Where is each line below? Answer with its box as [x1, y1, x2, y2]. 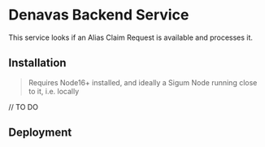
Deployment [8, 126, 72, 140]
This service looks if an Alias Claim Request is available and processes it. [8, 32, 254, 42]
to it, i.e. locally [28, 86, 80, 96]
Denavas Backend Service [8, 6, 189, 24]
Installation [8, 56, 67, 70]
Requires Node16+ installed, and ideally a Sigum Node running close [28, 77, 258, 87]
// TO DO [8, 102, 39, 111]
